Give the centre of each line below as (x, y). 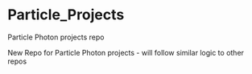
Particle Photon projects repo (56, 37)
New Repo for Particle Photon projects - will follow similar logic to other (126, 52)
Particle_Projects (66, 15)
